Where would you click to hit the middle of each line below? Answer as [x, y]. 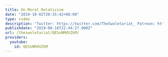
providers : [16, 38]
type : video [17, 19]
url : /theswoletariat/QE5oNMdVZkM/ [42, 33]
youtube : [19, 42]
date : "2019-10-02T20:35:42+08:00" [42, 14]
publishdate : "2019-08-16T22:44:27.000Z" [49, 28]
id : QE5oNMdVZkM [31, 47]
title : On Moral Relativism [34, 10]
